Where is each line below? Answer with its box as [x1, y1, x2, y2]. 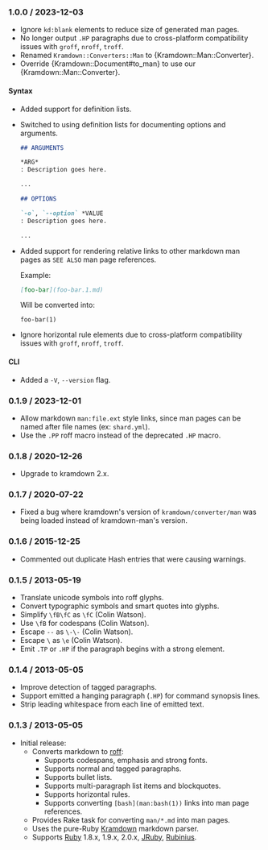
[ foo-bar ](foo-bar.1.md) [19, 285, 104, 294]
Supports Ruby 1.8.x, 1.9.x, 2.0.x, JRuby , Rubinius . [31, 832, 197, 842]
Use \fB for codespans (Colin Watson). [19, 619, 150, 628]
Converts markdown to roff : [31, 746, 124, 756]
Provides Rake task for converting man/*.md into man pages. [31, 815, 231, 824]
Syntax [8, 85, 33, 95]
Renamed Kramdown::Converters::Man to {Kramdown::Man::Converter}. [19, 51, 254, 60]
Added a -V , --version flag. [19, 375, 111, 384]
